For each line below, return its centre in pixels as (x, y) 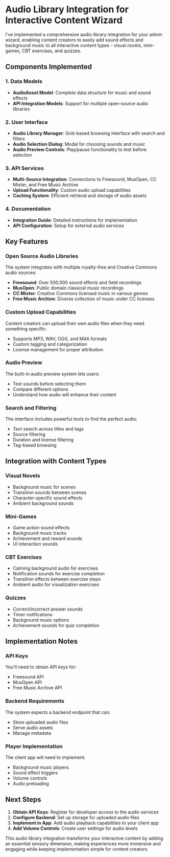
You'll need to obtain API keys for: (41, 667)
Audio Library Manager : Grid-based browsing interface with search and (89, 133)
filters (19, 139)
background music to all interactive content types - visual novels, (74, 45)
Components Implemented (49, 67)
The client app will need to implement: (45, 757)
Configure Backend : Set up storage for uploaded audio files (76, 817)
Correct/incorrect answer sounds (48, 609)
